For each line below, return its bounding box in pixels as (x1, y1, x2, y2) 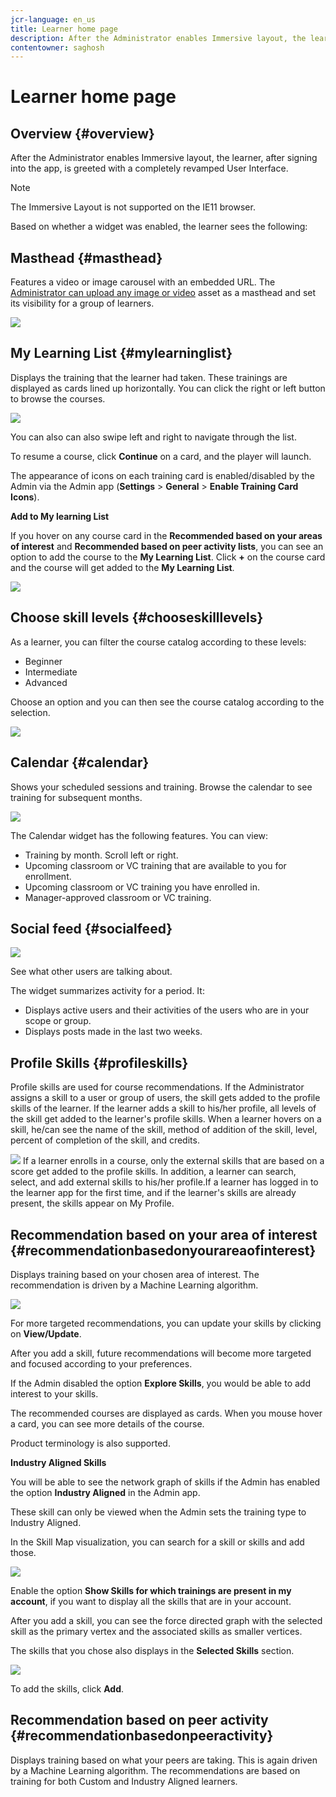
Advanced (24, 676, 68, 688)
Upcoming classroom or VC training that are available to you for (24, 859, 287, 871)
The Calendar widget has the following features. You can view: (10, 829, 269, 841)
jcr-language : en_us (10, 14, 97, 25)
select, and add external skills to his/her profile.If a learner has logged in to (10, 1176, 319, 1188)
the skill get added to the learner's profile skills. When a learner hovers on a (10, 1113, 322, 1125)
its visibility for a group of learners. (10, 297, 155, 310)
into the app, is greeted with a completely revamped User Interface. (10, 162, 289, 175)
